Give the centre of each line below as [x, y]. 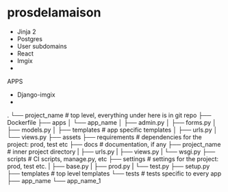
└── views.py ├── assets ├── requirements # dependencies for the [104, 137]
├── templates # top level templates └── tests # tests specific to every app [114, 173]
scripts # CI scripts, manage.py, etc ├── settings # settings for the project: [113, 158]
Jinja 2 [26, 32]
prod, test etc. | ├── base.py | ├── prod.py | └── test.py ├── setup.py [109, 166]
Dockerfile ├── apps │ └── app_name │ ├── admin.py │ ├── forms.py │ [112, 122]
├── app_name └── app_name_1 [54, 180]
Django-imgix [36, 95]
